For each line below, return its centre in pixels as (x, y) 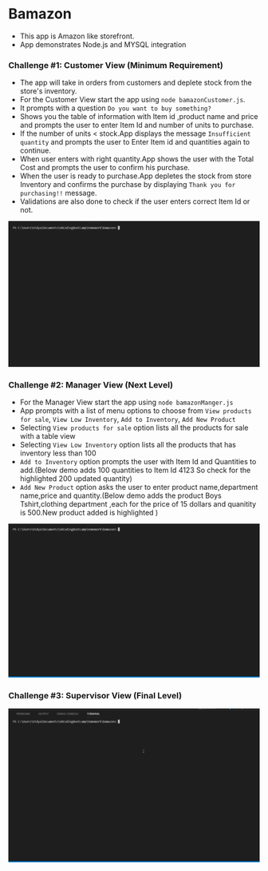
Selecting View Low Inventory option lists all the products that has (128, 445)
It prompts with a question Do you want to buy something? (115, 108)
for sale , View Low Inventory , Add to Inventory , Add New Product (128, 420)
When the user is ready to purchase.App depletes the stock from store (136, 176)
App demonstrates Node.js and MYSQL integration (103, 44)
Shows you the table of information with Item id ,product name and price (139, 117)
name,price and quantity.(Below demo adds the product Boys (120, 495)
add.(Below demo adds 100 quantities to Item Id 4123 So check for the (135, 470)
